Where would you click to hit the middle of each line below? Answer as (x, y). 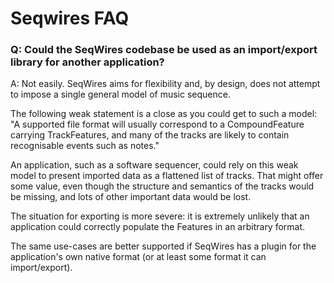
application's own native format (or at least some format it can (138, 257)
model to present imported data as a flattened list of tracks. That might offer (167, 176)
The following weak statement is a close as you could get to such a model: (164, 114)
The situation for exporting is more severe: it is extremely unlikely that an (160, 216)
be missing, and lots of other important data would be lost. (131, 197)
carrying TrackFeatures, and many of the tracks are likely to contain (150, 135)
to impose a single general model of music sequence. (120, 94)
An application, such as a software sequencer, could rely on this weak (154, 165)
